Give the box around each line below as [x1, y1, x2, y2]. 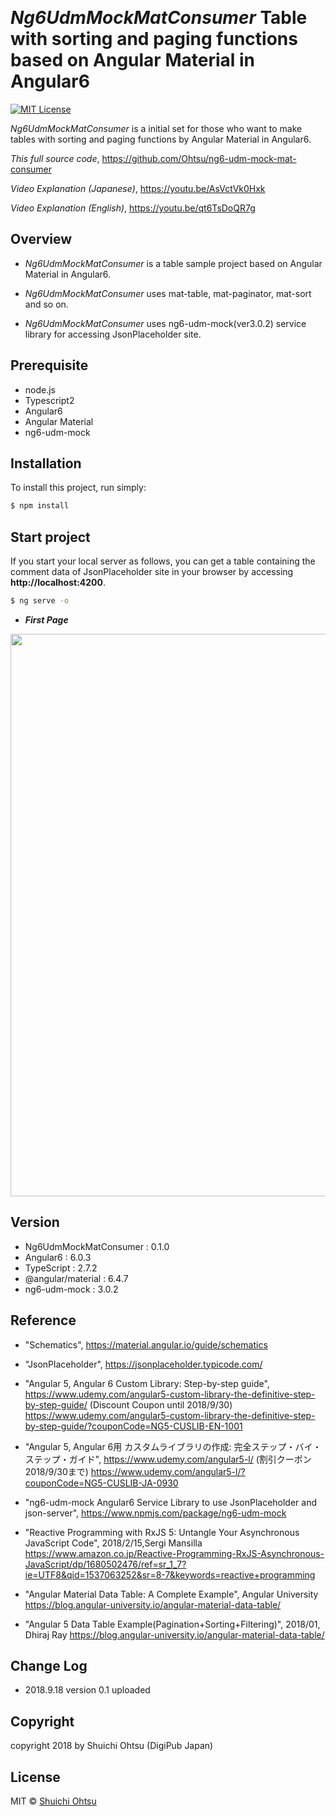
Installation [10, 455, 82, 472]
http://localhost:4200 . [10, 577, 107, 589]
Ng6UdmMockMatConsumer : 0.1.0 [24, 1240, 170, 1252]
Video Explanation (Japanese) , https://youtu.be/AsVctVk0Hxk [10, 182, 266, 194]
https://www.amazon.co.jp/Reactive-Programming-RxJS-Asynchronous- [24, 1547, 325, 1559]
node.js [24, 383, 57, 396]
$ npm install [10, 501, 70, 511]
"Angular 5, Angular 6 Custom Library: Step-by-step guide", [24, 1377, 270, 1389]
